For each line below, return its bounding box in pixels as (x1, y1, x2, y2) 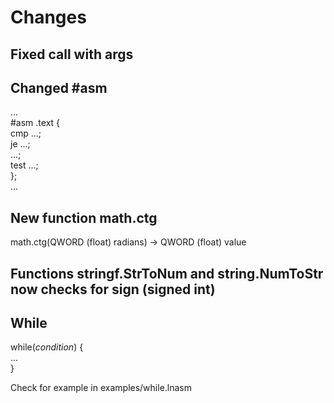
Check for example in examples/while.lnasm (10, 382, 193, 394)
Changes (10, 6, 87, 29)
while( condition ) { (10, 341, 84, 353)
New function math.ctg (10, 209, 158, 226)
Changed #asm (10, 79, 108, 96)
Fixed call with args (10, 46, 134, 63)
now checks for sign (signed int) (10, 281, 216, 298)
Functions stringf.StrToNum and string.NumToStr (10, 265, 324, 282)
